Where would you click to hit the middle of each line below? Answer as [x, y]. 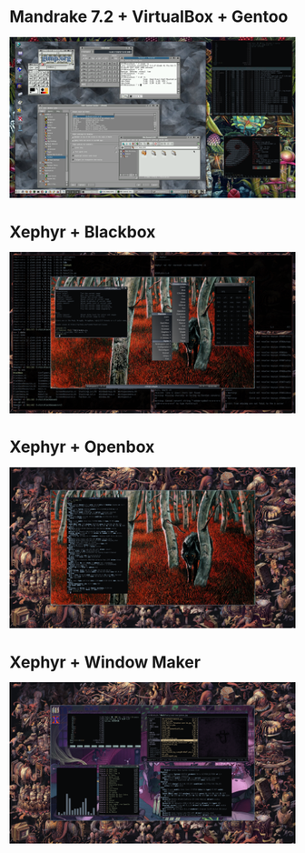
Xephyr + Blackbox [83, 231]
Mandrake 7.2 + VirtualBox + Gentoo [149, 17]
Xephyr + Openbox [82, 447]
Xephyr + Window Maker [105, 662]
